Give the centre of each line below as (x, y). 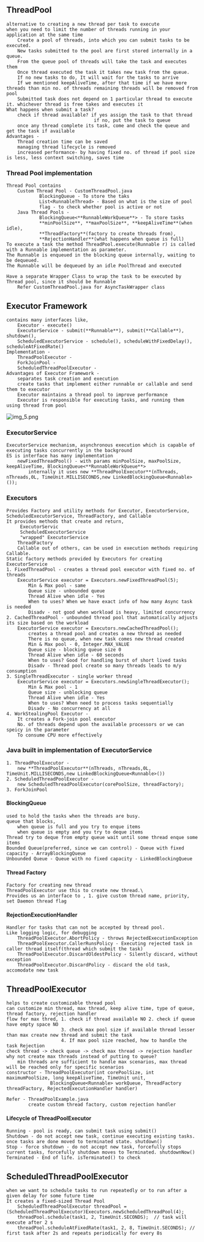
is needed (19, 607)
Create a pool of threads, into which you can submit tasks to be (104, 40)
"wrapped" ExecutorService (54, 537)
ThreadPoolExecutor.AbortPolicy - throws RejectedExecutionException (108, 939)
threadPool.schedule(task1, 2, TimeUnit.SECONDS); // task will (102, 1218)
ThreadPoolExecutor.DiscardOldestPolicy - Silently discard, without (108, 954)
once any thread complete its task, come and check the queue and (104, 125)
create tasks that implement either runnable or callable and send (105, 384)
